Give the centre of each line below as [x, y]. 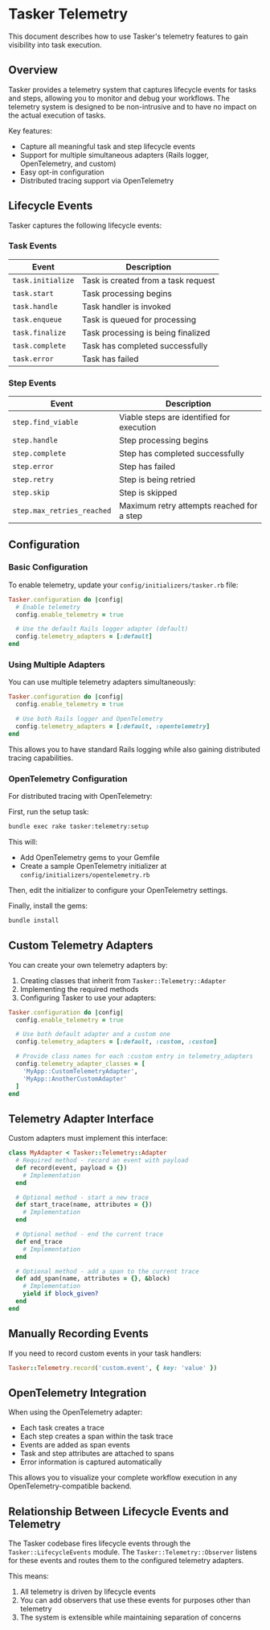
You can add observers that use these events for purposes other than [135, 1600]
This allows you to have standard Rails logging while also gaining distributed [135, 749]
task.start [33, 293]
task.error [33, 358]
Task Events [33, 246]
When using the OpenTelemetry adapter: [76, 1412]
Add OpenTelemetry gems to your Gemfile [90, 857]
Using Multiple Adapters [57, 665]
